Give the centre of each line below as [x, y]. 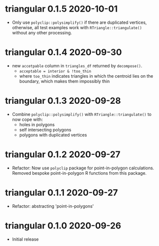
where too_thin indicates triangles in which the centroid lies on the [86, 76]
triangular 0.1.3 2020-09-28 [63, 101]
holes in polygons [37, 124]
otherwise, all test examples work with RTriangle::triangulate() [77, 27]
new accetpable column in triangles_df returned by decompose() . [77, 66]
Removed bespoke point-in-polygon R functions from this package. [79, 173]
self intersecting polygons [45, 130]
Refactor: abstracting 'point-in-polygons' [53, 206]
